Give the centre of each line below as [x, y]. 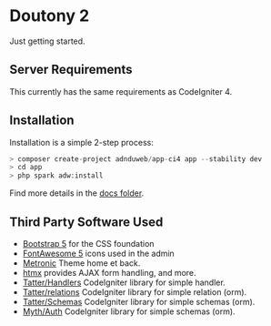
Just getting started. [47, 41]
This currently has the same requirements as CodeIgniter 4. [121, 91]
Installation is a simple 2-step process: [82, 142]
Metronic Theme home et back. [81, 263]
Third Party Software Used [86, 222]
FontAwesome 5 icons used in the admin [98, 253]
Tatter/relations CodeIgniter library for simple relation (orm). [135, 292]
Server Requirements [71, 70]
